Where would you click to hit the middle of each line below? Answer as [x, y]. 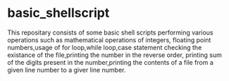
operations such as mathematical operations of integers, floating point [109, 39]
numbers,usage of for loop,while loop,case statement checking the [105, 47]
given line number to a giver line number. [67, 70]
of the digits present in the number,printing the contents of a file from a [110, 62]
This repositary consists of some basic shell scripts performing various [110, 32]
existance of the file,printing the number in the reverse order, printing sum [114, 55]
